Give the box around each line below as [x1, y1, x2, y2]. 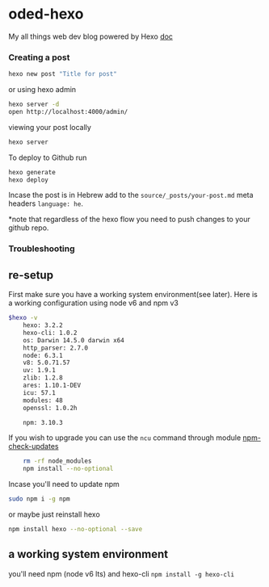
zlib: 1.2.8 [23, 374, 63, 382]
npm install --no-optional [23, 465, 114, 473]
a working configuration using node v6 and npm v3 [8, 298, 179, 308]
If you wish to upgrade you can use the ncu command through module [8, 433, 242, 442]
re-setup [8, 268, 54, 282]
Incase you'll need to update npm [8, 480, 120, 489]
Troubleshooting [8, 243, 75, 254]
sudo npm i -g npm [8, 495, 70, 503]
